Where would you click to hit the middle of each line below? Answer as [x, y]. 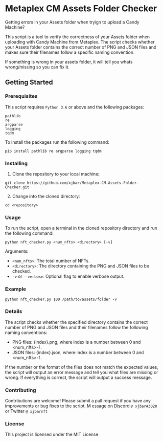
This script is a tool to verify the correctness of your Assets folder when [78, 37]
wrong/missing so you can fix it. [37, 67]
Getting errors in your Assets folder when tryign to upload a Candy [72, 22]
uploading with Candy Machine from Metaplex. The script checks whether [80, 42]
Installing [16, 163]
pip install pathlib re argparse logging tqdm [53, 151]
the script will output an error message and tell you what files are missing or [81, 372]
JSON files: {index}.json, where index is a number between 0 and [78, 352]
